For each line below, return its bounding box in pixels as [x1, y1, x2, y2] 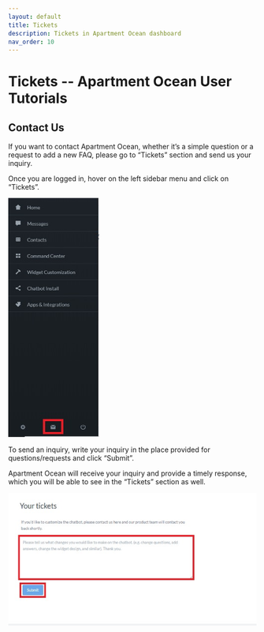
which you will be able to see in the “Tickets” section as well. [8, 477, 206, 487]
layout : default [8, 13, 61, 21]
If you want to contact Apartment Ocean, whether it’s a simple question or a [8, 142, 254, 152]
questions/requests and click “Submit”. [8, 453, 134, 463]
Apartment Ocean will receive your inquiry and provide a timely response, [8, 468, 247, 478]
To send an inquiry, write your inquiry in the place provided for [8, 445, 210, 454]
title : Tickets [8, 21, 58, 29]
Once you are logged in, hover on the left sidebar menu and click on [8, 174, 229, 183]
